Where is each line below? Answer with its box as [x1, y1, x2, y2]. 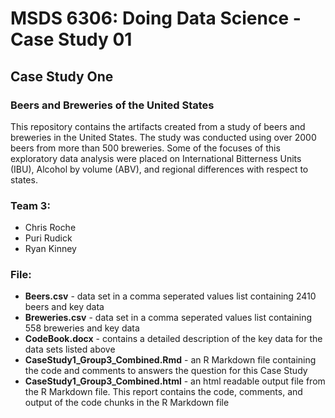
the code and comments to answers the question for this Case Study [24, 365, 308, 377]
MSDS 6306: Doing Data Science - [10, 7, 302, 30]
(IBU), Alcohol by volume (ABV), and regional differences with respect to [10, 163, 309, 175]
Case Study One [10, 68, 114, 85]
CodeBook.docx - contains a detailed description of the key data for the [24, 333, 323, 345]
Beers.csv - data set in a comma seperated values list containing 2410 [24, 290, 317, 302]
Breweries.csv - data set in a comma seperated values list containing [24, 312, 313, 324]
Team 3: [10, 198, 51, 212]
